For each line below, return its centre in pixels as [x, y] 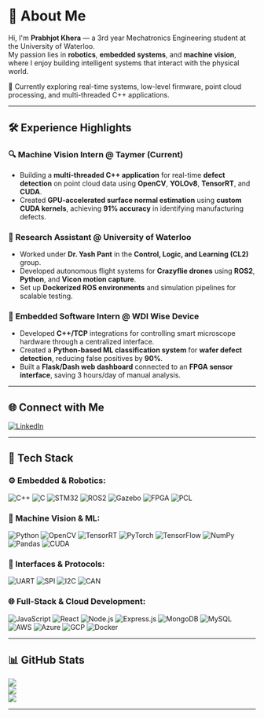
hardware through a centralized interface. [87, 342]
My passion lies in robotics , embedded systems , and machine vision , [123, 54]
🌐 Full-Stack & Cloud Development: [77, 602]
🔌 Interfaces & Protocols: [57, 564]
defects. [33, 216]
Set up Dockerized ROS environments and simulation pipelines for [128, 287]
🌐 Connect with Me [56, 407]
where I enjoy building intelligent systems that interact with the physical [124, 63]
